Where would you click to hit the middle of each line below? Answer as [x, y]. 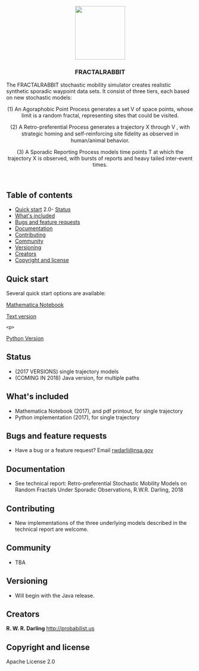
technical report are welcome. [52, 529]
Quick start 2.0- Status [43, 209]
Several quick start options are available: [56, 293]
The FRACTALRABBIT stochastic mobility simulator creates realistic [89, 85]
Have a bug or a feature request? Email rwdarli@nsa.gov [84, 450]
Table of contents [39, 195]
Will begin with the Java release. [55, 595]
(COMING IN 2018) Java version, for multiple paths [77, 378]
